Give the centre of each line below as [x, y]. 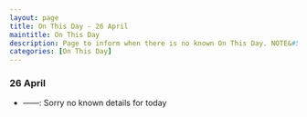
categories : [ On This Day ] [61, 52]
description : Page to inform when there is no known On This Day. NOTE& [151, 43]
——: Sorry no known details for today [95, 103]
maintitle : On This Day [55, 34]
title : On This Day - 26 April [69, 26]
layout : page [34, 18]
